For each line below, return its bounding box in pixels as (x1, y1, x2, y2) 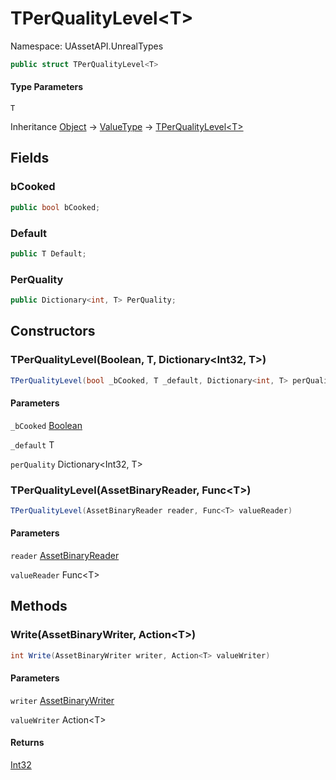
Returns (10, 737, 45, 749)
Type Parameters (10, 81, 84, 93)
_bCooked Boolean (10, 419, 83, 431)
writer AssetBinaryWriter (10, 694, 115, 706)
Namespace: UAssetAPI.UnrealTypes (10, 40, 164, 52)
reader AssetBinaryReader (10, 550, 120, 562)
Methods (10, 598, 68, 615)
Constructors (10, 323, 96, 340)
